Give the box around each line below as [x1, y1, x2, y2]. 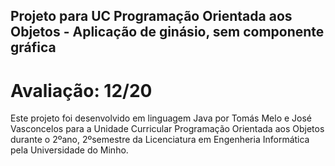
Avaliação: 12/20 [10, 79, 153, 102]
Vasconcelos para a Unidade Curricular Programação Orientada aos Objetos [10, 123, 325, 135]
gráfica [10, 39, 57, 56]
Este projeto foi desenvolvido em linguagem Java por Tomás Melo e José [10, 112, 313, 124]
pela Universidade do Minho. [10, 144, 129, 156]
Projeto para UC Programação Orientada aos [10, 8, 293, 25]
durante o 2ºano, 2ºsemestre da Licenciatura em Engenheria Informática [10, 134, 310, 146]
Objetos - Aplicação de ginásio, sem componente [10, 24, 325, 41]
